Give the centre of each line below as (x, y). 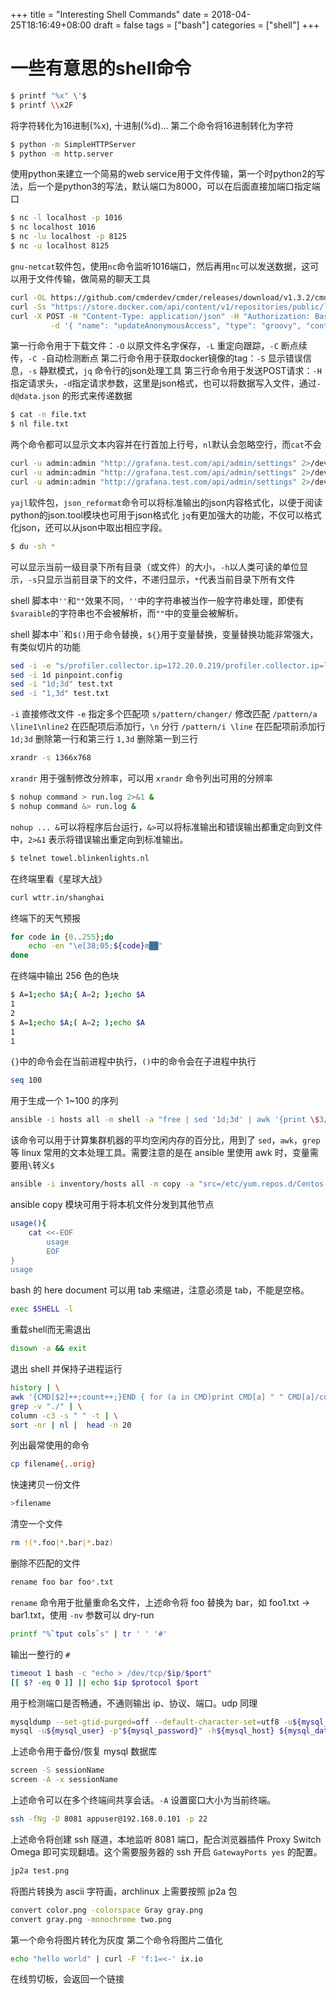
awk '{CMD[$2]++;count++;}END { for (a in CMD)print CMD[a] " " (147, 1397)
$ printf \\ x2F (42, 105)
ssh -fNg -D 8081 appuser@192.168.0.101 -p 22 (109, 1819)
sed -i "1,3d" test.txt (60, 694)
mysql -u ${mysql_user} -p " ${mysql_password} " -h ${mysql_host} (142, 1731)
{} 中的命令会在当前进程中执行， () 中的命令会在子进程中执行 (133, 1061)
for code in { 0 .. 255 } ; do (62, 937)
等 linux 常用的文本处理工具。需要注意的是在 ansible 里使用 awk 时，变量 (160, 1153)
